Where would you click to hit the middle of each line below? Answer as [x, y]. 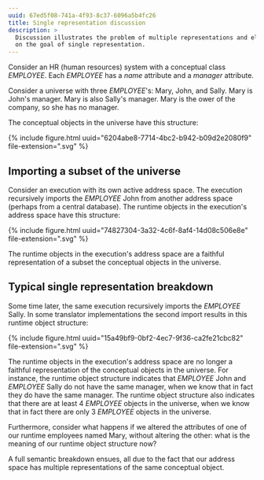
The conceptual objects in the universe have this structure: [103, 123]
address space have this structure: [64, 215]
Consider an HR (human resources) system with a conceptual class [117, 67]
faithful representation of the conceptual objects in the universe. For [119, 370]
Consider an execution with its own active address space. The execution [125, 190]
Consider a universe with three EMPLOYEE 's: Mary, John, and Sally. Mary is [130, 90]
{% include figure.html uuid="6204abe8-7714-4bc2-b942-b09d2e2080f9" [130, 138]
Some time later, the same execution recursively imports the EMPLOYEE [125, 306]
